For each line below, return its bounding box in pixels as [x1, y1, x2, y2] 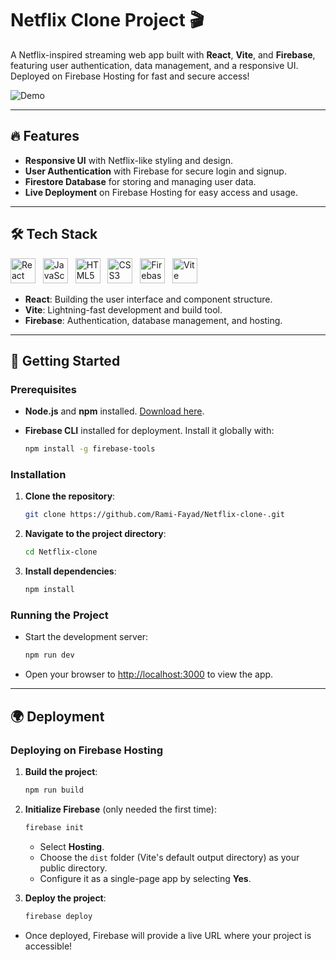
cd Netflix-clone [24, 547, 98, 557]
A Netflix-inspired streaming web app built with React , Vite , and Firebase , [10, 48, 316, 61]
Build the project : [24, 765, 98, 777]
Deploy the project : [24, 892, 107, 904]
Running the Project [10, 608, 109, 622]
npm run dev [24, 650, 75, 661]
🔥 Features [10, 128, 80, 145]
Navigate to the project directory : [24, 528, 167, 540]
